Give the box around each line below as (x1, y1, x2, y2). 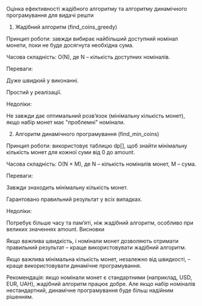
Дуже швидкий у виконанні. (6, 77, 79, 84)
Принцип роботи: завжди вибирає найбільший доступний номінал (6, 35, 178, 42)
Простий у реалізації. (6, 89, 62, 96)
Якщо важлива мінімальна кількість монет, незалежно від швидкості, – (6, 256, 191, 263)
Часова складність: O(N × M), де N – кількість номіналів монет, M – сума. (6, 160, 197, 168)
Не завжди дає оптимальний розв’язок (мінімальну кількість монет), (6, 112, 185, 119)
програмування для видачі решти (6, 12, 94, 19)
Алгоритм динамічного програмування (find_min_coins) (15, 131, 160, 137)
